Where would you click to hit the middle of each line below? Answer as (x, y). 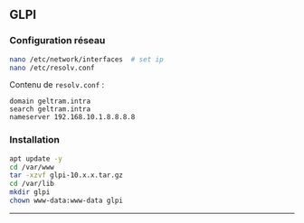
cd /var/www (32, 167)
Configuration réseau (57, 41)
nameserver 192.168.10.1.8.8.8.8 (72, 117)
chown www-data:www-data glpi (66, 201)
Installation (35, 140)
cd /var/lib (32, 184)
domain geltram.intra (50, 102)
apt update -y (36, 158)
